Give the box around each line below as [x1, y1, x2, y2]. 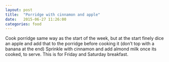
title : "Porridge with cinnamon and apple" [5, 12, 100, 17]
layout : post [5, 7, 33, 13]
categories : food [5, 21, 42, 27]
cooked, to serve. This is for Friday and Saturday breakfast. [5, 51, 129, 57]
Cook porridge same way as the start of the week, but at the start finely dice [5, 35, 164, 41]
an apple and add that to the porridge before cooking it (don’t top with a [5, 41, 155, 47]
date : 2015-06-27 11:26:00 [5, 17, 67, 22]
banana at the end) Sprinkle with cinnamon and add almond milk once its [5, 46, 157, 52]
